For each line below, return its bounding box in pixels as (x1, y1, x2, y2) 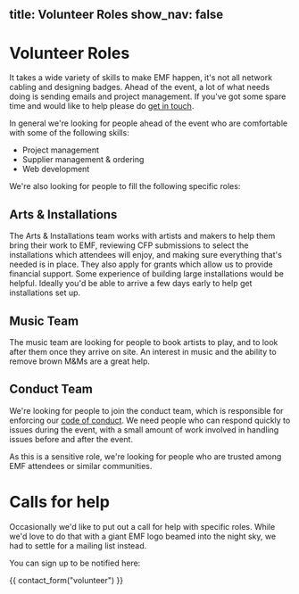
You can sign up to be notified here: (9, 557, 141, 568)
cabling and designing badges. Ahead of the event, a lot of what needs (9, 82, 270, 93)
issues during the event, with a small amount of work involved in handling (9, 424, 279, 435)
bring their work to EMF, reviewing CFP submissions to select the (9, 240, 249, 251)
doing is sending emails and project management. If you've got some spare (9, 91, 287, 102)
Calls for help (9, 491, 110, 512)
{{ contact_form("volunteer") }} (9, 574, 124, 585)
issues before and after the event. (9, 433, 134, 444)
